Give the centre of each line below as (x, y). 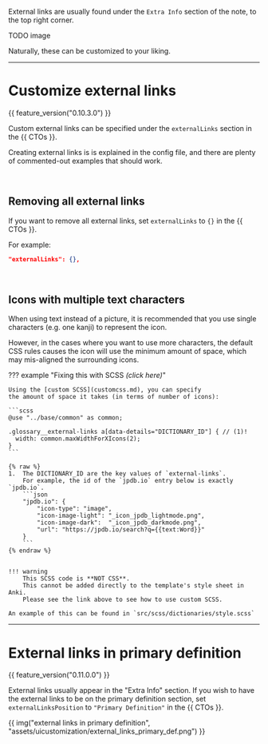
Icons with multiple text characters (97, 300)
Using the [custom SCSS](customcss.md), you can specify (105, 390)
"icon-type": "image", (75, 509)
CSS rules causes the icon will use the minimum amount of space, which (128, 352)
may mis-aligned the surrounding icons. (74, 360)
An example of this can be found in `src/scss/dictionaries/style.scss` (132, 614)
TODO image (30, 36)
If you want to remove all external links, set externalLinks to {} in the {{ (126, 221)
